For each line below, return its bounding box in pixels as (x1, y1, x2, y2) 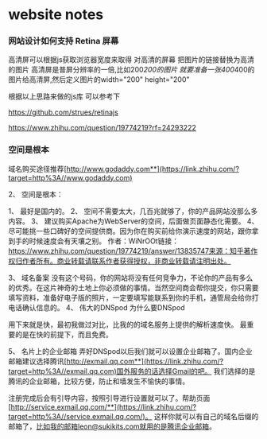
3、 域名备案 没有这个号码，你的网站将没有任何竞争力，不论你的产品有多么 (8, 273, 253, 282)
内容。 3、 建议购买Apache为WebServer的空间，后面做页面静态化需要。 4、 (8, 216, 259, 226)
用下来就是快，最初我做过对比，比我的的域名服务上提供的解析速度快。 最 (8, 320, 247, 329)
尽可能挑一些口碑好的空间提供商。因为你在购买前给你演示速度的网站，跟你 (8, 226, 252, 235)
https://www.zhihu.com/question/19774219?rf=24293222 (8, 123, 196, 133)
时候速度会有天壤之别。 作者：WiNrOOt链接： (29, 236, 179, 246)
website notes (8, 6, 104, 24)
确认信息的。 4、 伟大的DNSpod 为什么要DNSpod (21, 302, 185, 312)
